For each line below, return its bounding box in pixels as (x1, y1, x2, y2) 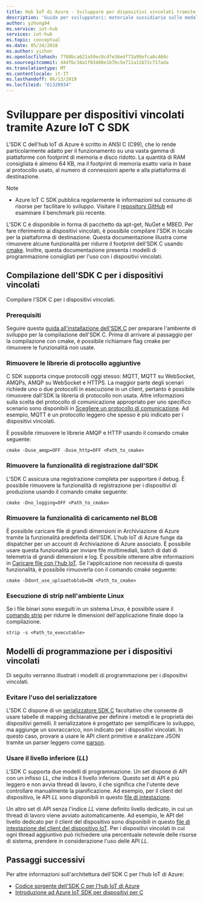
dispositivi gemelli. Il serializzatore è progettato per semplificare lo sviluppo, (6, 720, 196, 727)
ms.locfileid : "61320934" (6, 82, 71, 88)
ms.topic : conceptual (6, 37, 61, 43)
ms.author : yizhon (6, 48, 53, 54)
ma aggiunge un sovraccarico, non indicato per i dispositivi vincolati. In (6, 726, 183, 733)
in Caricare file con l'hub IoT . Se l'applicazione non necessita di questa (6, 559, 182, 567)
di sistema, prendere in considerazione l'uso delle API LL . (6, 837, 149, 845)
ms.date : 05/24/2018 (6, 43, 59, 49)
